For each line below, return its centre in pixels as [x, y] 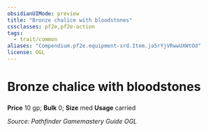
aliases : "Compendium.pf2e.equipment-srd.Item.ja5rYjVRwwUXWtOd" [104, 46]
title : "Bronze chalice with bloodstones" [70, 20]
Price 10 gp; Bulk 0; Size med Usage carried [72, 108]
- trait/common [36, 40]
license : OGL [26, 53]
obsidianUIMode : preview [43, 14]
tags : [15, 33]
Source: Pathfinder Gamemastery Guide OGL [72, 121]
